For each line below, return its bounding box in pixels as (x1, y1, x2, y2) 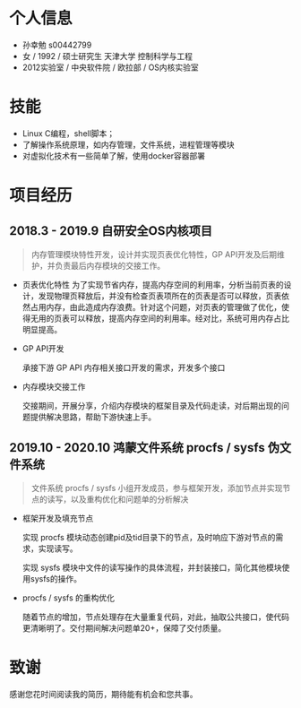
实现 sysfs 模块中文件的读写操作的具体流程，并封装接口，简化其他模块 (21, 562, 282, 573)
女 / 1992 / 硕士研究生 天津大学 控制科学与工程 (21, 50, 193, 61)
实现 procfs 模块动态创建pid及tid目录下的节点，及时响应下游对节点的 (21, 531, 276, 542)
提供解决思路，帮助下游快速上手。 (30, 411, 157, 422)
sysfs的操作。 (30, 573, 82, 583)
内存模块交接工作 (21, 381, 86, 392)
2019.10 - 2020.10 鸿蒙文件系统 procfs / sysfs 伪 (9, 440, 280, 455)
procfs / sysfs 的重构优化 (21, 592, 115, 603)
